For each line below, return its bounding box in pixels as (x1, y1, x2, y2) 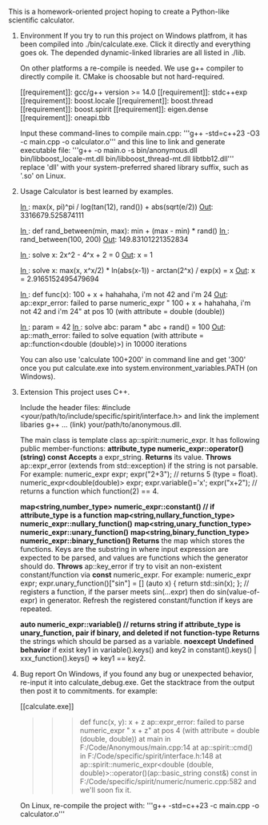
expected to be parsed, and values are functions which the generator (19, 553, 249, 562)
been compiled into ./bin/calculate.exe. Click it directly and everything (19, 39, 250, 49)
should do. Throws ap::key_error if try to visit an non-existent (19, 561, 222, 571)
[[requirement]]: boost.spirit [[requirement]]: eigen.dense (19, 104, 209, 114)
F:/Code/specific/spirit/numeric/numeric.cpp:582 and (79, 777, 257, 786)
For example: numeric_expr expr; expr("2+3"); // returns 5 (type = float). (19, 469, 258, 479)
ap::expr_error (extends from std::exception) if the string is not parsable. (19, 461, 258, 470)
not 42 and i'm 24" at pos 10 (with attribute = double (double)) (19, 307, 226, 316)
